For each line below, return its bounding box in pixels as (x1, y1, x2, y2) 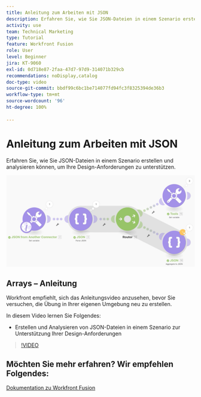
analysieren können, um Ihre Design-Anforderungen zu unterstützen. (6, 163, 176, 170)
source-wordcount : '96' (6, 98, 66, 104)
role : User (6, 48, 33, 54)
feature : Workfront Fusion (6, 41, 74, 47)
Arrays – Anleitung (6, 279, 78, 289)
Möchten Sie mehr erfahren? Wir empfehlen (6, 359, 173, 369)
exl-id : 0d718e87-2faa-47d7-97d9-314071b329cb (6, 66, 124, 72)
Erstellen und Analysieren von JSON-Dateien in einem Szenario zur (14, 323, 181, 331)
